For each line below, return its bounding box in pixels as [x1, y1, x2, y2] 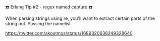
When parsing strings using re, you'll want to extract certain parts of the [5, 15, 155, 21]
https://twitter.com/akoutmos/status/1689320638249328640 [5, 30, 133, 36]
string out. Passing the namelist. [5, 21, 72, 26]
